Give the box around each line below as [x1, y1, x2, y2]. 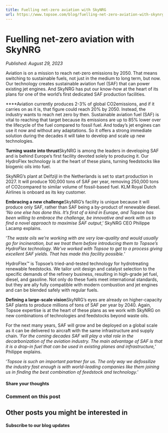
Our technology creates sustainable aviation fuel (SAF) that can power [5, 81, 150, 87]
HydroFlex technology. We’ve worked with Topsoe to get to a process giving [5, 245, 163, 252]
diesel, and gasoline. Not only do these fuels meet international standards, [5, 276, 159, 282]
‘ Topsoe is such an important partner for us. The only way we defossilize [5, 359, 156, 365]
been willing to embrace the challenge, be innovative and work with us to [5, 215, 157, 221]
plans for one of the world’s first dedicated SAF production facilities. [5, 91, 146, 97]
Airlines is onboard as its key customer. [5, 189, 86, 195]
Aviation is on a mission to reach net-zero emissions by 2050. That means [5, 70, 158, 76]
